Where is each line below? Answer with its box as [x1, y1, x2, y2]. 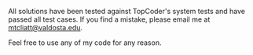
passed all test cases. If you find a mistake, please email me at [8, 15, 211, 24]
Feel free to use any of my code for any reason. [8, 38, 162, 47]
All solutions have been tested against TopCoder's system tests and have [8, 7, 246, 15]
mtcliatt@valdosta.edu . [8, 23, 83, 32]
